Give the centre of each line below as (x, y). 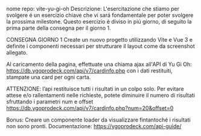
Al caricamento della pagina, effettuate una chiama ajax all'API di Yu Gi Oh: (99, 64)
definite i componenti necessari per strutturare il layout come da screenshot (101, 46)
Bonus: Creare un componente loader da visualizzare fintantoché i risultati (99, 120)
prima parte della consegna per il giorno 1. (59, 28)
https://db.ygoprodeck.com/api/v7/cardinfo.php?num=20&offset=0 (90, 108)
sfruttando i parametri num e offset (50, 102)
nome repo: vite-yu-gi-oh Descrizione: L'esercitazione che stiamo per (93, 9)
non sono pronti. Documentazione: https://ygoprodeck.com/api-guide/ (94, 126)
